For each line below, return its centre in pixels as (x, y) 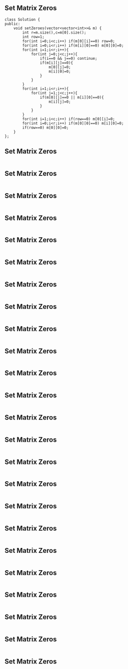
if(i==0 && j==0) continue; (68, 58)
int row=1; (33, 37)
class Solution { (22, 19)
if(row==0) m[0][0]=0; (46, 127)
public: (13, 24)
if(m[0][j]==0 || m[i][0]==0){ (72, 97)
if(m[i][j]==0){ (56, 63)
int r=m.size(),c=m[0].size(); (54, 32)
